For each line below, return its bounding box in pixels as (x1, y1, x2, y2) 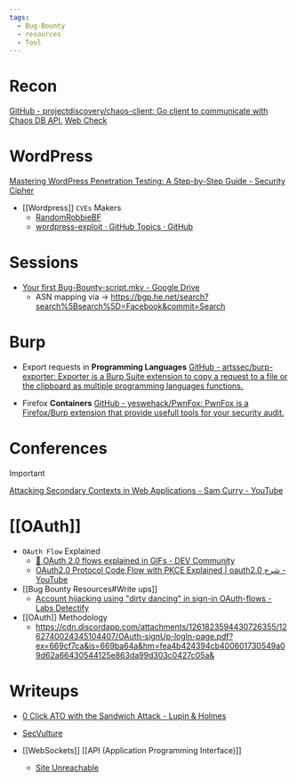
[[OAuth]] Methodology (21, 612, 108, 622)
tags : (9, 12, 29, 22)
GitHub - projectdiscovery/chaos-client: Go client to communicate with (9, 106, 269, 117)
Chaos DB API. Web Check (9, 115, 108, 126)
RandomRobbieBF (35, 212, 102, 223)
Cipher (9, 185, 34, 196)
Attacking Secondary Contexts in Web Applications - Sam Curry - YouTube (9, 484, 284, 495)
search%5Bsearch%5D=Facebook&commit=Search (35, 301, 226, 312)
